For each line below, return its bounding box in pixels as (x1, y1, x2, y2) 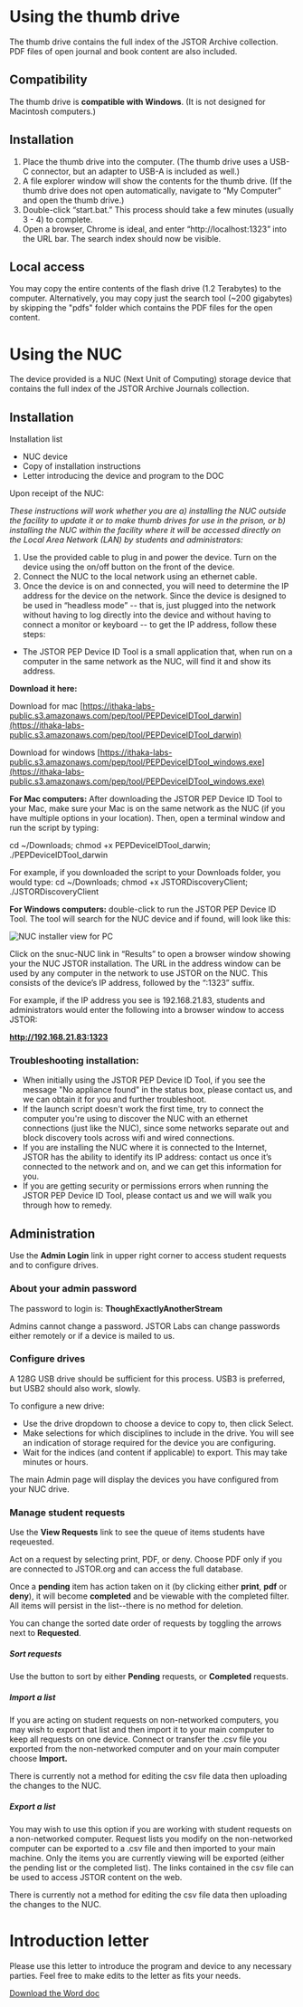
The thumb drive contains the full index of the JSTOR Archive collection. (9, 36, 279, 47)
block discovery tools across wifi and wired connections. (22, 1133, 235, 1143)
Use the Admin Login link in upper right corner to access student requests (9, 1250, 287, 1261)
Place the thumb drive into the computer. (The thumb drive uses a (22, 156, 269, 167)
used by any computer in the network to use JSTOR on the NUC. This (9, 968, 269, 979)
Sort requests (9, 1648, 62, 1658)
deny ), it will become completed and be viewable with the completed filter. (9, 1591, 289, 1601)
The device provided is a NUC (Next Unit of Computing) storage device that (9, 374, 291, 385)
